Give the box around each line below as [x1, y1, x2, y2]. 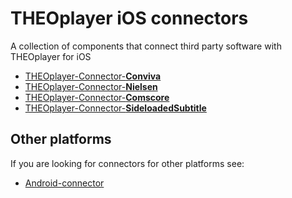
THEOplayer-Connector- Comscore [24, 91, 170, 103]
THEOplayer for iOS [10, 50, 92, 62]
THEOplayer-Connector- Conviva [24, 70, 162, 82]
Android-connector [24, 177, 105, 189]
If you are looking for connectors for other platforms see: [10, 157, 245, 169]
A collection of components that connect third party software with [10, 40, 282, 52]
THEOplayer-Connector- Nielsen [24, 80, 158, 92]
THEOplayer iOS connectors [10, 7, 249, 30]
